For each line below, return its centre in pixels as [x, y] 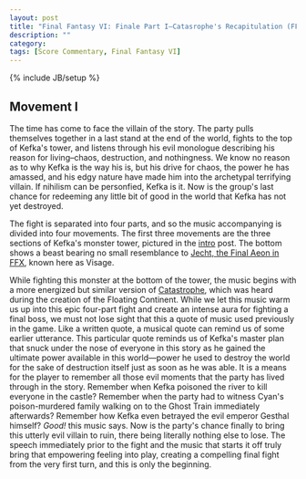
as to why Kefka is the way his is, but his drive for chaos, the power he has [149, 167]
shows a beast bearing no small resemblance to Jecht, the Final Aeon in [144, 253]
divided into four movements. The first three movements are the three [140, 233]
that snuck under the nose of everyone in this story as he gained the [138, 348]
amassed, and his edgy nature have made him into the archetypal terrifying [150, 177]
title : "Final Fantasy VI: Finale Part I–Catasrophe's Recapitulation [146, 26]
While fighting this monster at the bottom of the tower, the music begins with [153, 280]
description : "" [40, 35]
